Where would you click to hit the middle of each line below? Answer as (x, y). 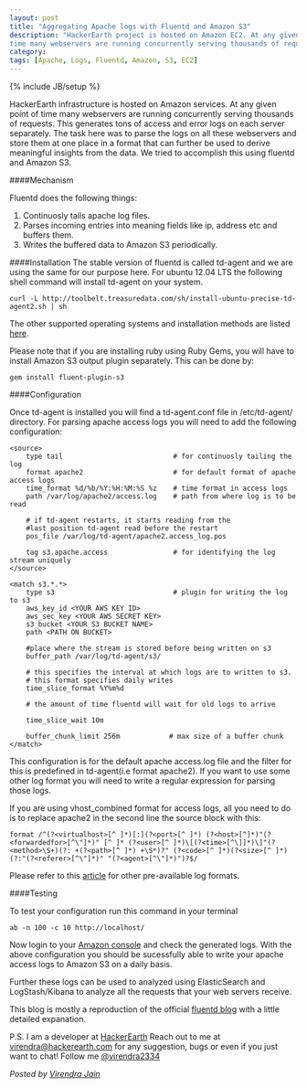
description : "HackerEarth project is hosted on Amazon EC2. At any (143, 35)
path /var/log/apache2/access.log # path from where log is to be (161, 496)
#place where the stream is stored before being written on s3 (149, 648)
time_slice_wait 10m (65, 720)
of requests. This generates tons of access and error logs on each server (147, 123)
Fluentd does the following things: (73, 198)
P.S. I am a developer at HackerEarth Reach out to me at (115, 1037)
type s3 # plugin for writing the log (157, 592)
